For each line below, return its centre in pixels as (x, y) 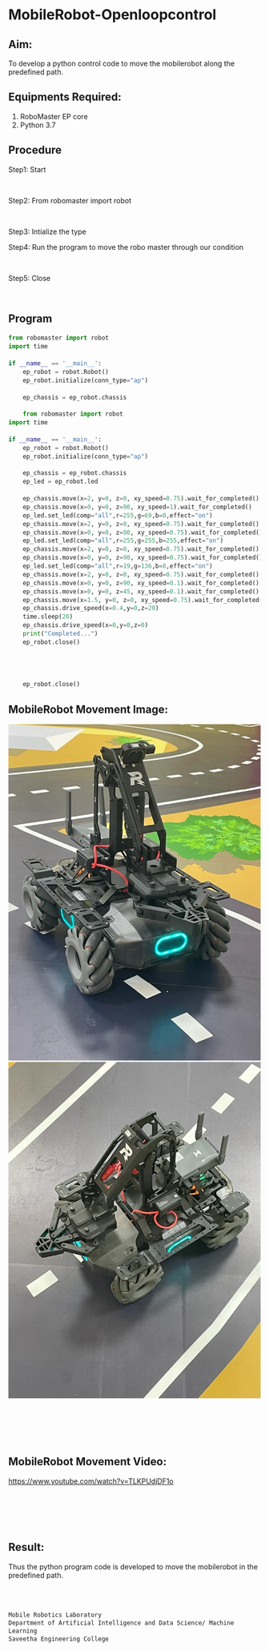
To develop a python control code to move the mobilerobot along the (121, 63)
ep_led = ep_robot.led (60, 482)
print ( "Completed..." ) (60, 634)
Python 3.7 (38, 125)
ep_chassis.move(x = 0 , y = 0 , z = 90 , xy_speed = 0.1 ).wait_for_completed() (141, 583)
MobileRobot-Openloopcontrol (112, 15)
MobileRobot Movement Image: (88, 709)
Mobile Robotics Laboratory (55, 1615)
